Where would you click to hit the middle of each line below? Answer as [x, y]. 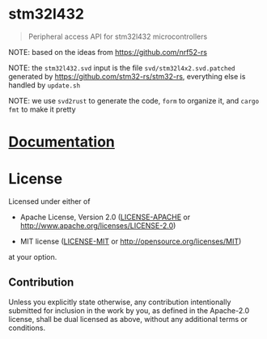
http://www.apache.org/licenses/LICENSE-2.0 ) [98, 226]
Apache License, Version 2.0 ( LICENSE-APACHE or [105, 217]
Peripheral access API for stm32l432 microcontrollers [118, 36]
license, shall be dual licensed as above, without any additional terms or [128, 319]
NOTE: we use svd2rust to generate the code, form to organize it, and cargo [134, 100]
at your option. [33, 257]
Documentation [62, 142]
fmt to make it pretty [42, 109]
